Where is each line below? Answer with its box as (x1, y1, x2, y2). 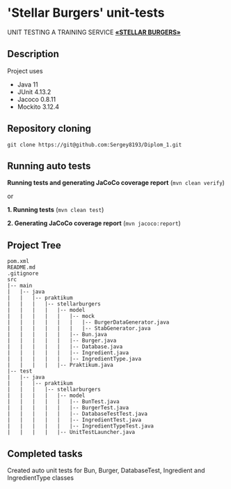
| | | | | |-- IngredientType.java (7, 356, 141, 363)
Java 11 (17, 80, 38, 89)
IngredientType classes (7, 474, 74, 482)
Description (7, 48, 59, 60)
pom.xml (7, 258, 30, 265)
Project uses (7, 66, 43, 75)
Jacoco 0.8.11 (17, 95, 56, 103)
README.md (7, 264, 36, 271)
